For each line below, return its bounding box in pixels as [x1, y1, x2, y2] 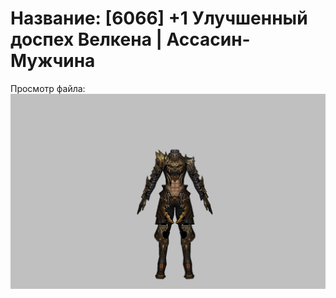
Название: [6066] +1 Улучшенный [10, 7, 308, 30]
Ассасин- [166, 28, 251, 51]
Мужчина [10, 50, 96, 72]
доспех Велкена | [10, 28, 163, 51]
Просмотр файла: [10, 82, 86, 94]
